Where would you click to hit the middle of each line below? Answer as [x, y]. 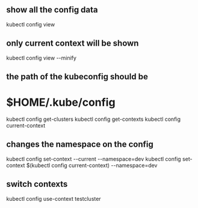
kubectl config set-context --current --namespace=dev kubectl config [94, 159]
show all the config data [52, 10]
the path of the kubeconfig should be [77, 77]
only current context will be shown [73, 44]
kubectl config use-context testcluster [54, 198]
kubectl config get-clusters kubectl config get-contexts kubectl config [94, 119]
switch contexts [37, 184]
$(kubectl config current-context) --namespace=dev [92, 165]
